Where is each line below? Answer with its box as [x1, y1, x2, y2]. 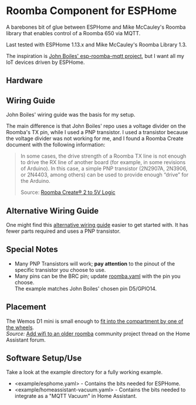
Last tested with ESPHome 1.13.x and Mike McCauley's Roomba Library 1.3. [6, 41, 187, 48]
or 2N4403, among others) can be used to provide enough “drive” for [20, 171, 189, 178]
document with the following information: [6, 141, 106, 148]
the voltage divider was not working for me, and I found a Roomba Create [6, 135, 184, 142]
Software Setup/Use [6, 353, 82, 363]
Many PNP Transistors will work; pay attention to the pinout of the [14, 260, 175, 267]
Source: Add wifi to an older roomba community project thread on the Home [6, 330, 190, 337]
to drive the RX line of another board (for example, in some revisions [20, 159, 186, 166]
